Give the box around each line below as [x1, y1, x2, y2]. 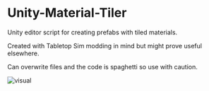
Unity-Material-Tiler [7, 5, 127, 21]
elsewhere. [7, 49, 40, 57]
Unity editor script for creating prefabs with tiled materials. [7, 28, 178, 36]
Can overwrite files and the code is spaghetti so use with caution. [7, 62, 198, 71]
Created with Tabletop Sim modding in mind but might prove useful [7, 41, 203, 50]
